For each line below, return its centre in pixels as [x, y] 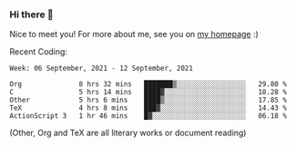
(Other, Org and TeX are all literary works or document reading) [128, 133]
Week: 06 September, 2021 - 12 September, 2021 [102, 69]
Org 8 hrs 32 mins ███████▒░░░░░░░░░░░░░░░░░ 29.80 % [148, 84]
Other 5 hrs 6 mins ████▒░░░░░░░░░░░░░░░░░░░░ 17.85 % [148, 100]
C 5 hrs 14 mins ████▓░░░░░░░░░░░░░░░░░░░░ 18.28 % [148, 93]
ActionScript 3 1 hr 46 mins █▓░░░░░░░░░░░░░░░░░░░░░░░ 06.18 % [148, 116]
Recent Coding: [39, 52]
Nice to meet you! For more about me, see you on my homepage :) [134, 34]
